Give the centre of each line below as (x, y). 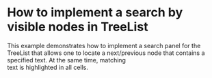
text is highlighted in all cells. (48, 67)
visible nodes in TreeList (78, 27)
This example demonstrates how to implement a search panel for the (104, 45)
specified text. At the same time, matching (67, 60)
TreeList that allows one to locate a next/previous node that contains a (106, 53)
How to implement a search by (95, 13)
